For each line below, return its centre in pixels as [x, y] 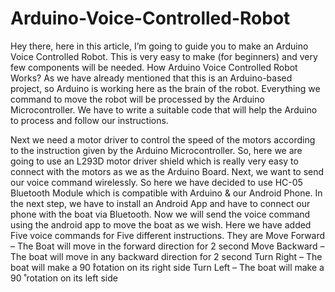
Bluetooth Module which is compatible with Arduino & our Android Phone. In [166, 193]
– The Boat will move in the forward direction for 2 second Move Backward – [167, 246]
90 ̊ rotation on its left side [64, 278]
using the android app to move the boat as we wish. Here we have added [161, 224]
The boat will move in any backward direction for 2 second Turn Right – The [166, 256]
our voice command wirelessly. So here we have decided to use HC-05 [156, 182]
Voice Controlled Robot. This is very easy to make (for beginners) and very [164, 56]
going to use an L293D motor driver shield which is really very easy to [154, 161]
